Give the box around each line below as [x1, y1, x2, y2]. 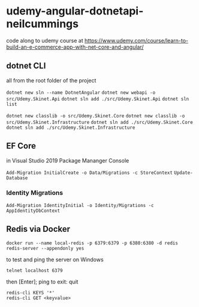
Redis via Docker [6, 224, 71, 234]
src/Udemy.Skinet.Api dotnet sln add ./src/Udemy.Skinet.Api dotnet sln [6, 96, 189, 102]
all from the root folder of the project [6, 76, 97, 84]
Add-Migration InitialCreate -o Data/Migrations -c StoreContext [6, 170, 173, 176]
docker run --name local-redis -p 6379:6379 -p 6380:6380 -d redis [6, 240, 179, 246]
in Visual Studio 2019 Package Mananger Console [6, 157, 129, 164]
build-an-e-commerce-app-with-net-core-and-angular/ [6, 43, 144, 51]
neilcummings [6, 17, 79, 31]
